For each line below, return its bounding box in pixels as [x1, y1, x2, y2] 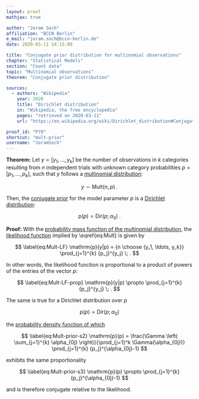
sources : [6, 85, 28, 91]
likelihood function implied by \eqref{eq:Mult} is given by [6, 232, 145, 239]
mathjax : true [6, 14, 41, 20]
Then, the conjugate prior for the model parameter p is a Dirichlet [6, 194, 165, 202]
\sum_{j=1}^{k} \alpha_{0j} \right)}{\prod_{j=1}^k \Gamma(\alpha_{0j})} [14, 339, 185, 346]
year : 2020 [17, 96, 44, 102]
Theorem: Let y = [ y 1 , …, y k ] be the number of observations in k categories [6, 156, 188, 164]
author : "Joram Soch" [6, 25, 60, 31]
